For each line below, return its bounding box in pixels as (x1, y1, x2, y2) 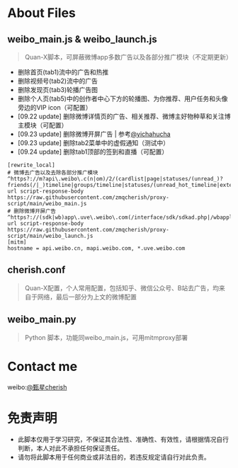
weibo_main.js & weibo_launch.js (7, 33, 157, 45)
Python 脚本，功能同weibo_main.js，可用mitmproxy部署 (24, 333, 188, 341)
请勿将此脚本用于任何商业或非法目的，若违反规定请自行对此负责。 (17, 452, 210, 461)
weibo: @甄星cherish (7, 382, 67, 391)
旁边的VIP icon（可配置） (17, 103, 92, 111)
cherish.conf (7, 264, 66, 276)
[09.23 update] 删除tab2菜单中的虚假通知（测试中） (17, 139, 170, 147)
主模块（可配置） (17, 121, 68, 129)
